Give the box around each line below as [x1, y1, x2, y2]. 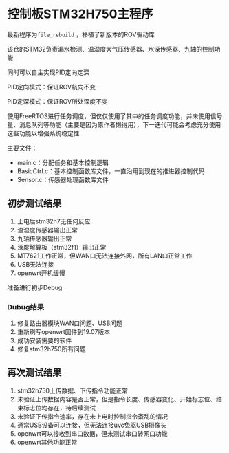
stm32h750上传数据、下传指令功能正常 [17, 386, 129, 395]
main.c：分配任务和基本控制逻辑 [17, 158, 109, 166]
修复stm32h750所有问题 [17, 345, 86, 353]
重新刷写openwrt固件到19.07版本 [17, 328, 110, 336]
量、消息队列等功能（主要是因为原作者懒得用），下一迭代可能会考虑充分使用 [7, 120, 221, 129]
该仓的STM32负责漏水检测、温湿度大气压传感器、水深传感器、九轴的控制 [7, 45, 215, 53]
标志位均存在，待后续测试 [23, 404, 96, 412]
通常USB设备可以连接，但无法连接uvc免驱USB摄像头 [17, 421, 167, 429]
